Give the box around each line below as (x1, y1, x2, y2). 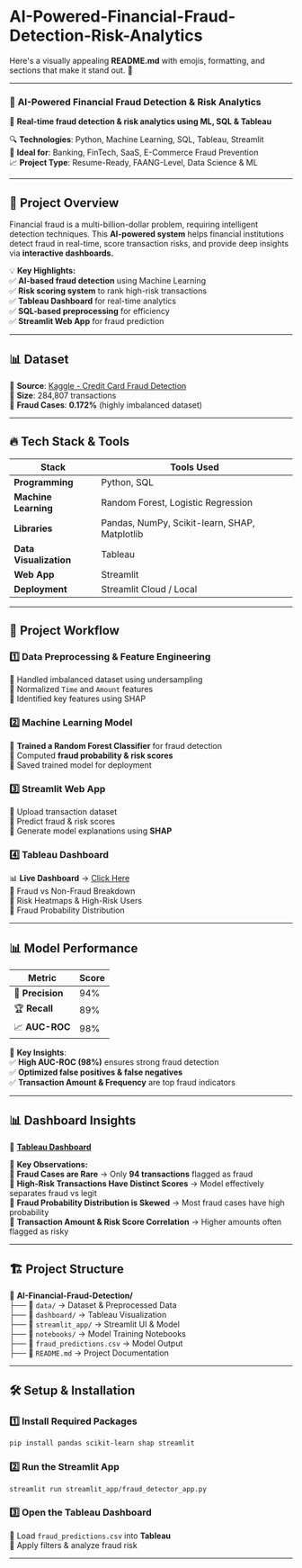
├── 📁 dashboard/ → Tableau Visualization (9, 1309, 167, 1320)
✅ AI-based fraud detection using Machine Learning (9, 275, 207, 286)
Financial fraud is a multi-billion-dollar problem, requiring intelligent (9, 219, 259, 230)
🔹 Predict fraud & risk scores (9, 816, 115, 826)
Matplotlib (101, 527, 144, 540)
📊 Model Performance (9, 941, 138, 956)
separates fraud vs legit (9, 1187, 97, 1198)
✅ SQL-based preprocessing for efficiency (9, 306, 171, 317)
